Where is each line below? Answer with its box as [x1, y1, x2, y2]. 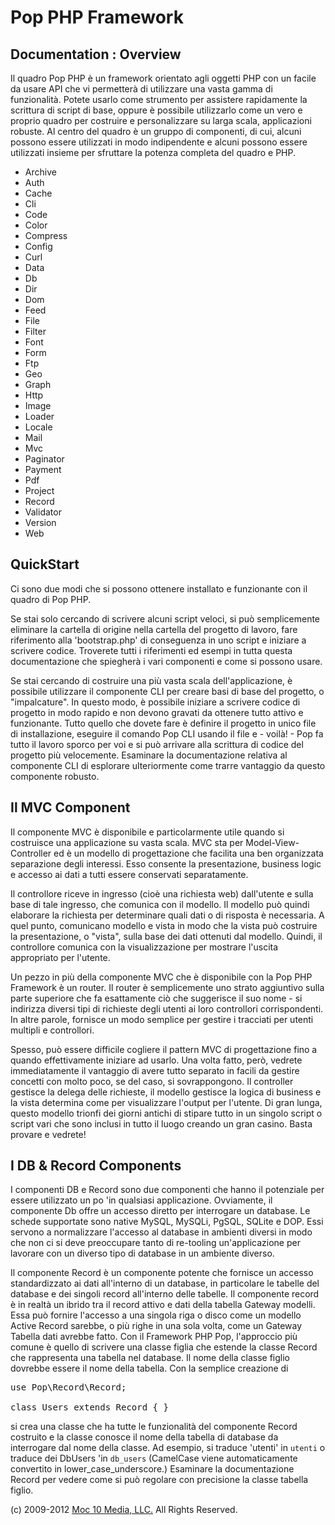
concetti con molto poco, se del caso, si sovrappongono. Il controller [10, 1075, 294, 1087]
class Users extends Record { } [10, 1402, 169, 1413]
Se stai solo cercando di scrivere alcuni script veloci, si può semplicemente [10, 612, 321, 625]
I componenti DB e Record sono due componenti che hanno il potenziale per [10, 1184, 325, 1196]
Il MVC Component [10, 799, 131, 816]
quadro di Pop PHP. [10, 593, 92, 605]
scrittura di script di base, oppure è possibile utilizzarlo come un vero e [10, 104, 303, 116]
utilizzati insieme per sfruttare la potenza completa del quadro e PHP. [10, 147, 296, 158]
